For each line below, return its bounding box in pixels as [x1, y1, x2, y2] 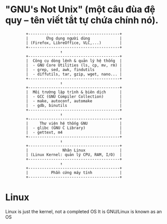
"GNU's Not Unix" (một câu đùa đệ [5, 4, 156, 15]
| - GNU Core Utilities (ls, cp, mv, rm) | [26, 62, 123, 68]
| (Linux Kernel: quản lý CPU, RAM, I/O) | [26, 152, 123, 157]
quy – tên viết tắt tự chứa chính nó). [5, 14, 159, 26]
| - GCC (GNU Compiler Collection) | [26, 94, 123, 99]
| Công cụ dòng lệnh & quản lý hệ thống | [26, 58, 123, 63]
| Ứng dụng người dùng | [26, 36, 123, 41]
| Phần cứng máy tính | [26, 170, 123, 175]
